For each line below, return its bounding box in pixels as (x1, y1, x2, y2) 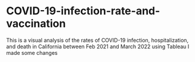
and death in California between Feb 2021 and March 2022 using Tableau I (6, 43, 190, 50)
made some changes (6, 49, 58, 56)
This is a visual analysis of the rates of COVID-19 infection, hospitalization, (6, 36, 189, 44)
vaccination (6, 17, 66, 30)
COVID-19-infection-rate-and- (6, 4, 160, 18)
